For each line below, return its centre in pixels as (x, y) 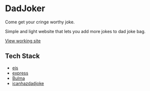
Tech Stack (22, 56)
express (20, 73)
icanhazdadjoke (28, 83)
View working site (23, 41)
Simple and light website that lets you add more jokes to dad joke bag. (75, 31)
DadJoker (25, 9)
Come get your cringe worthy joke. (40, 22)
